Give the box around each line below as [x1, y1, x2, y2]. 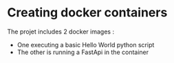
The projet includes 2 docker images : [7, 27, 115, 36]
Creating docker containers [7, 5, 168, 21]
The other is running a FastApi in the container [17, 48, 149, 56]
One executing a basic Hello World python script [17, 40, 155, 49]
